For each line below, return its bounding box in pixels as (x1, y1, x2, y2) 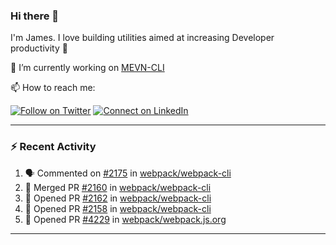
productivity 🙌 (10, 42, 68, 54)
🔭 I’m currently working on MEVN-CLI (10, 62, 165, 74)
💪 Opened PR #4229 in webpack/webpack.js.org (24, 213, 227, 225)
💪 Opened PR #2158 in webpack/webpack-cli (24, 202, 212, 214)
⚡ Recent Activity (10, 140, 97, 154)
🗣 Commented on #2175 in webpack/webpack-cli (24, 167, 232, 179)
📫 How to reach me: (10, 82, 96, 94)
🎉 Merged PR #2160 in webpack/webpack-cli (24, 181, 212, 193)
